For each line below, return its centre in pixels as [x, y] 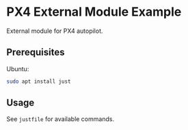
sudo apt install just [39, 81]
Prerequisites [36, 52]
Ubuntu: [18, 68]
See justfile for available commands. [60, 119]
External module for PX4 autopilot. [55, 31]
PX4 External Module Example [94, 12]
